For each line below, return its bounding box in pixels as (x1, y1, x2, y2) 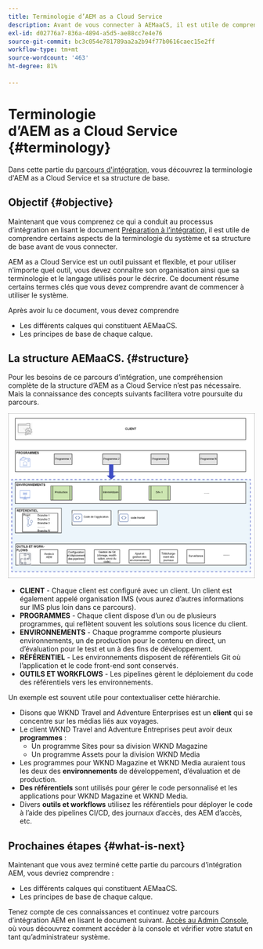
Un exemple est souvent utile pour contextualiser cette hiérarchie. (8, 693, 221, 703)
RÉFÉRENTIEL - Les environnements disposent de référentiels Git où (19, 652, 241, 662)
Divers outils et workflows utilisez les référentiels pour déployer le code (19, 800, 253, 809)
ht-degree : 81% (8, 63, 58, 71)
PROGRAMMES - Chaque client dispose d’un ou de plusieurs (19, 611, 217, 620)
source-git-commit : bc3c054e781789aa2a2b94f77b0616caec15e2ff (8, 38, 215, 46)
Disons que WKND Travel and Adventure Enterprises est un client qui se (19, 708, 253, 717)
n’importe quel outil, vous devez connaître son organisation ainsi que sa (8, 265, 240, 275)
